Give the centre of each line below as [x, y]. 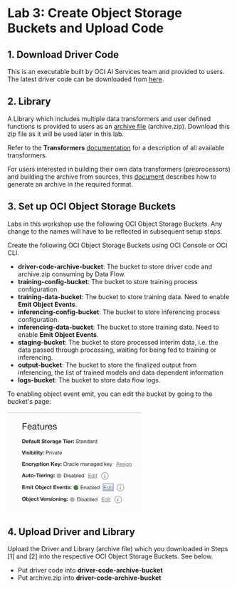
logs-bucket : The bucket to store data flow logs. [89, 380]
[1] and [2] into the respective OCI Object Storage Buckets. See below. [110, 556]
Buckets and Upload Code [85, 28]
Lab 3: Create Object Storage [95, 13]
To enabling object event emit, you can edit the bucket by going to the [110, 394]
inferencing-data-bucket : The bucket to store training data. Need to [118, 327]
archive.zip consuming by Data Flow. [72, 274]
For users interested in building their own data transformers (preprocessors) [119, 169]
